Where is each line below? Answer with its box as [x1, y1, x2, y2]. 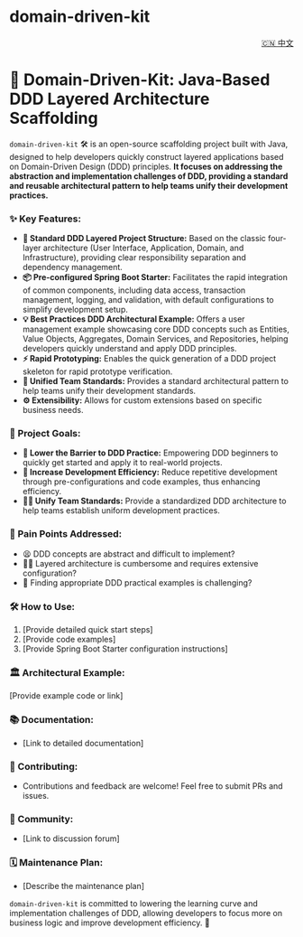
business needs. [22, 405, 84, 416]
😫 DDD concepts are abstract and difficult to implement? [22, 548, 235, 559]
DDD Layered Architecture [9, 89, 210, 109]
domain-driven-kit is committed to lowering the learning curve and [9, 897, 259, 909]
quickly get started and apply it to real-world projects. [22, 457, 223, 468]
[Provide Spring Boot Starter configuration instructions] [22, 643, 228, 654]
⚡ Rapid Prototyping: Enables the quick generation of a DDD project [22, 353, 277, 364]
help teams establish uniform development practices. [22, 505, 221, 516]
